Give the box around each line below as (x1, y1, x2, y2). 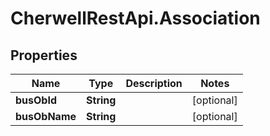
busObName (15, 110, 77, 123)
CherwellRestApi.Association (10, 7, 261, 30)
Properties (10, 47, 78, 64)
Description (125, 77, 183, 90)
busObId (15, 93, 57, 107)
